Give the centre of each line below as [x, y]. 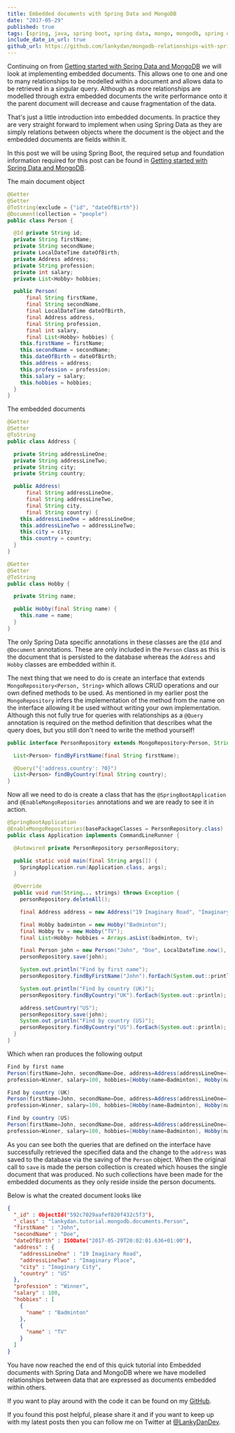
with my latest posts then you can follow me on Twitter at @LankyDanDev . [114, 1422]
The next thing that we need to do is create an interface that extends [106, 678]
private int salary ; [43, 272]
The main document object [46, 182]
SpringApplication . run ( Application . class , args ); [94, 867]
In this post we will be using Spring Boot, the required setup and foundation [116, 153]
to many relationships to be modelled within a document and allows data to [115, 81]
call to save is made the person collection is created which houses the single [117, 1167]
